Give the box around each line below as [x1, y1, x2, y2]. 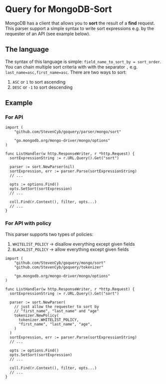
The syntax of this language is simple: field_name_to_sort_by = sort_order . [5, 59, 162, 65]
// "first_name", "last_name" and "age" [14, 308, 99, 313]
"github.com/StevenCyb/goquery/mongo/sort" [14, 260, 106, 265]
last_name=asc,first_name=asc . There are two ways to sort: [5, 69, 127, 75]
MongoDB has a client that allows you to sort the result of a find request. [5, 20, 156, 26]
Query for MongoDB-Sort [5, 4, 112, 15]
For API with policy [5, 220, 51, 227]
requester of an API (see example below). [5, 31, 91, 37]
